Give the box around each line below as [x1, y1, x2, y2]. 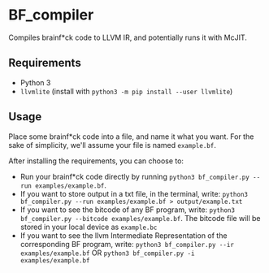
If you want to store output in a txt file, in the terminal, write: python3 [20, 188, 249, 198]
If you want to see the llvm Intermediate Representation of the [20, 230, 228, 240]
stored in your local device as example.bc [20, 222, 158, 232]
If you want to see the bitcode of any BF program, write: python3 [20, 205, 236, 214]
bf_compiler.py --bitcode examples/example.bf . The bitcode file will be [20, 213, 262, 223]
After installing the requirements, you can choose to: [8, 156, 184, 166]
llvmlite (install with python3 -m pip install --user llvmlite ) [20, 86, 233, 96]
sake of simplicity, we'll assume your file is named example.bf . [8, 140, 217, 149]
